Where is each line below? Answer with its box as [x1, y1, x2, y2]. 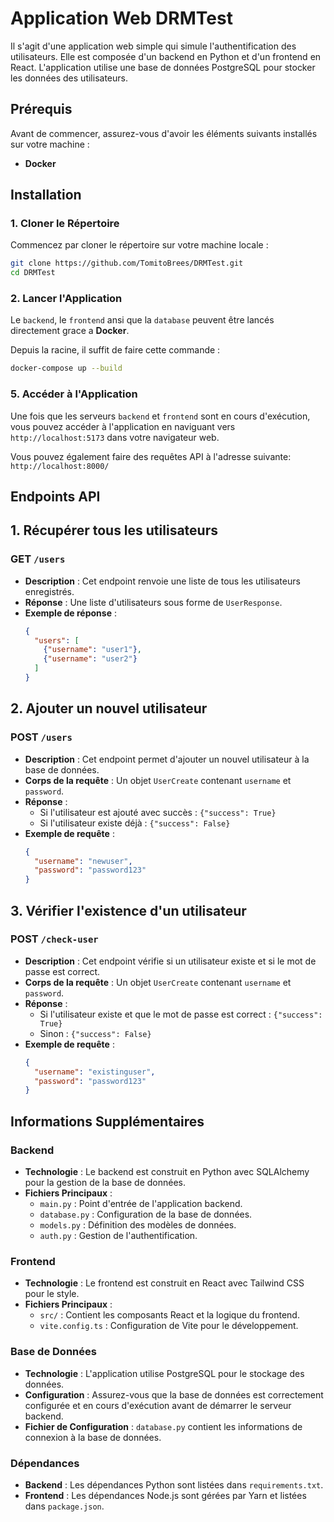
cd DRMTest [10, 268, 56, 278]
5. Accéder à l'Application [10, 387, 138, 401]
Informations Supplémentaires [10, 1113, 205, 1130]
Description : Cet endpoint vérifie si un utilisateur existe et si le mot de [24, 955, 317, 967]
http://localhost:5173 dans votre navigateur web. [10, 431, 220, 443]
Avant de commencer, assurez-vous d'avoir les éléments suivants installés [10, 127, 318, 139]
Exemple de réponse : [24, 607, 118, 619]
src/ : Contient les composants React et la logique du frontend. [39, 1309, 300, 1321]
